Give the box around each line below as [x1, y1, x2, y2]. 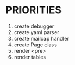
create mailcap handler [13, 35, 69, 42]
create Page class [13, 41, 58, 48]
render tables [13, 53, 47, 60]
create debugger [13, 23, 55, 30]
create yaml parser [13, 28, 59, 35]
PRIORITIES [5, 3, 62, 17]
